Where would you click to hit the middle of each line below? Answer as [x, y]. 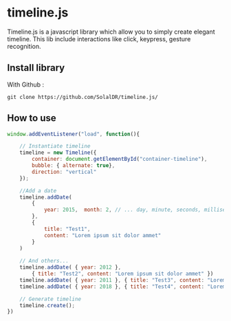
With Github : [26, 85]
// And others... [44, 261]
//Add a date [38, 190]
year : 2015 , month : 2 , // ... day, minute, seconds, [122, 210]
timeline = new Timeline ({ [58, 153]
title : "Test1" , [67, 229]
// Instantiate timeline [55, 146]
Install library [36, 68]
